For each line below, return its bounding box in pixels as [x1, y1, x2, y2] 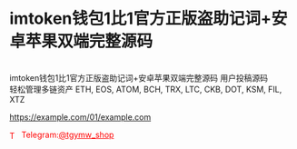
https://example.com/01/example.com [9, 111, 152, 123]
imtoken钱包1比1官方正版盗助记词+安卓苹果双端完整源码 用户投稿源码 [9, 72, 268, 83]
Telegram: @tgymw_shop [21, 129, 114, 140]
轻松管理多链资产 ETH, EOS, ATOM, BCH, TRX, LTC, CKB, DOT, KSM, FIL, [9, 84, 282, 94]
